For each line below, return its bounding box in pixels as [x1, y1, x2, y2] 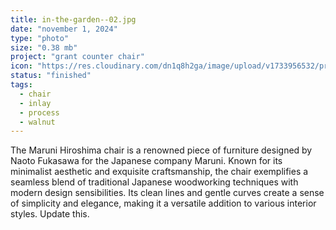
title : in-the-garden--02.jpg [10, 14, 137, 25]
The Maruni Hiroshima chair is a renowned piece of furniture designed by [10, 144, 313, 156]
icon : [10, 61, 33, 71]
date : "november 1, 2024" [10, 24, 118, 34]
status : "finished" [10, 71, 92, 81]
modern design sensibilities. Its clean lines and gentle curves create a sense [10, 187, 325, 199]
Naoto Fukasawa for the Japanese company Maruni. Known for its [10, 155, 283, 167]
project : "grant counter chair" [10, 52, 145, 62]
